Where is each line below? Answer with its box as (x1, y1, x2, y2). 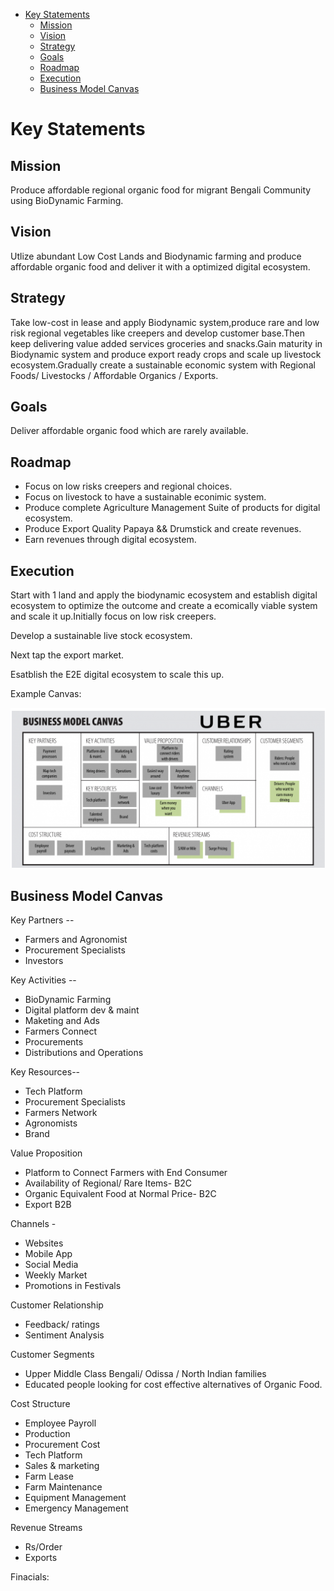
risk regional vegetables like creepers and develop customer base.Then (10, 327, 305, 339)
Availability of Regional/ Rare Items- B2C (24, 1177, 193, 1189)
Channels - (10, 1218, 57, 1230)
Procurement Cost (24, 1439, 101, 1451)
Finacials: (10, 1571, 50, 1583)
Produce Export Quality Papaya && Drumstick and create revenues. (24, 523, 302, 535)
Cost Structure (10, 1398, 71, 1410)
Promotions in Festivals (24, 1280, 122, 1292)
